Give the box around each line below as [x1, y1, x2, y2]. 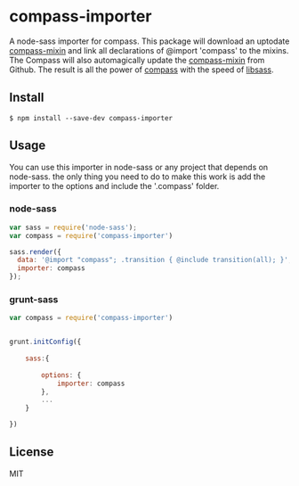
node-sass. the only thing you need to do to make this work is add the [9, 171, 266, 182]
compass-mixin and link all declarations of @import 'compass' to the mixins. [9, 45, 289, 55]
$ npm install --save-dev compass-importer [9, 113, 174, 122]
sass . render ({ [9, 247, 62, 256]
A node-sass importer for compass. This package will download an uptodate [9, 36, 290, 46]
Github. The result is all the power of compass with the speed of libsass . [9, 64, 274, 75]
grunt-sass [9, 293, 59, 306]
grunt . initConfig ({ [9, 337, 82, 347]
